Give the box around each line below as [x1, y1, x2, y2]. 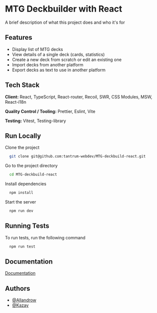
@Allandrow [12, 297, 37, 303]
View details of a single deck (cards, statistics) [12, 51, 105, 57]
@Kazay [12, 302, 29, 308]
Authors [5, 284, 30, 293]
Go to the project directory [5, 163, 58, 169]
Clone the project [5, 144, 40, 151]
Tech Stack [5, 81, 40, 89]
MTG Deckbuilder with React [5, 3, 122, 15]
